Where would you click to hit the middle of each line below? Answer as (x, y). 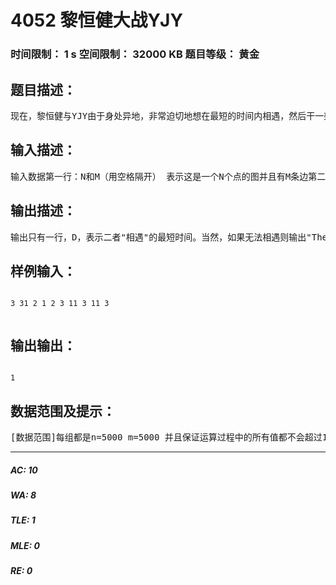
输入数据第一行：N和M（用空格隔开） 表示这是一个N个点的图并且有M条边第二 (168, 176)
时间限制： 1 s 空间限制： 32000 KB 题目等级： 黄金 (135, 54)
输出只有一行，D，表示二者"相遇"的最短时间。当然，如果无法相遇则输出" (161, 237)
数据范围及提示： (63, 411)
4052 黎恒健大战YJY (96, 20)
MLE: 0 (25, 545)
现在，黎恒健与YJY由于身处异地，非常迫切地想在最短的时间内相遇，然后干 (163, 115)
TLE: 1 (23, 520)
